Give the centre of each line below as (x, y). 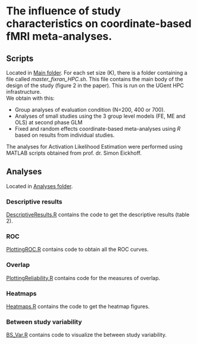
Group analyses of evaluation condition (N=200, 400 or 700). (90, 110)
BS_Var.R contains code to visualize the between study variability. (86, 335)
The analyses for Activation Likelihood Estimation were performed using (94, 147)
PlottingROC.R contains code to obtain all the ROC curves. (77, 250)
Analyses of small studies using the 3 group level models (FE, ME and (100, 116)
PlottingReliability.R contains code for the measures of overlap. (83, 278)
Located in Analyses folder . (40, 186)
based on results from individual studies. (65, 135)
